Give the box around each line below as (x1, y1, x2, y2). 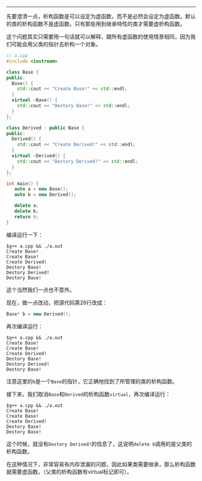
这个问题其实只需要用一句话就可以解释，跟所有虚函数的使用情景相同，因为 (6, 33, 191, 40)
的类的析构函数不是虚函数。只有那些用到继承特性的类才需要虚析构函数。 (6, 20, 185, 27)
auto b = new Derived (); (14, 192, 77, 198)
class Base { (6, 69, 39, 75)
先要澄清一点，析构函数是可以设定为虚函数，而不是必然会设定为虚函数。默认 (6, 13, 196, 20)
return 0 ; (14, 213, 39, 220)
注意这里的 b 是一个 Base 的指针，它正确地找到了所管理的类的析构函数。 (6, 377, 178, 385)
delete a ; (14, 203, 39, 209)
